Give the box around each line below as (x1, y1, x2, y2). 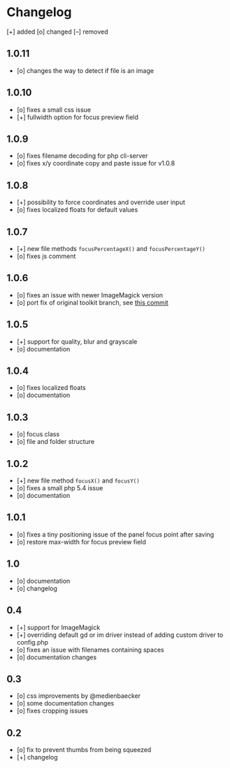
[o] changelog (16, 584, 57, 593)
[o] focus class (16, 430, 60, 438)
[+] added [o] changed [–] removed (6, 27, 109, 36)
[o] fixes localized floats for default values (16, 206, 138, 214)
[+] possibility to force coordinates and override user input (16, 198, 186, 207)
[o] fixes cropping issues (16, 706, 89, 715)
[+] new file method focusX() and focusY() (16, 476, 141, 485)
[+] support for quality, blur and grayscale (16, 337, 138, 346)
